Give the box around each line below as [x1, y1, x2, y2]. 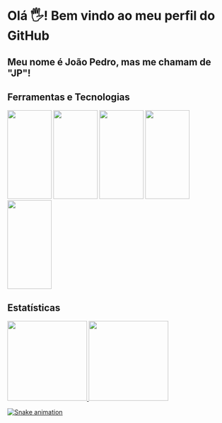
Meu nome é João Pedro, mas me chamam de [7, 56, 211, 68]
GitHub [7, 28, 49, 44]
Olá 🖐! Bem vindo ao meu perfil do [7, 8, 216, 24]
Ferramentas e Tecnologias [7, 91, 131, 103]
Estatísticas [7, 302, 61, 314]
